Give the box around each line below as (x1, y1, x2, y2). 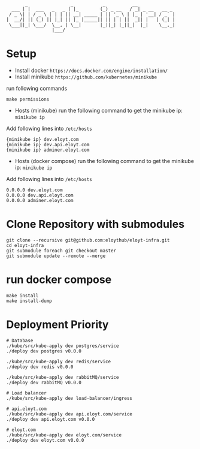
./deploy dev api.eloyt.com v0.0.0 (6, 416, 95, 422)
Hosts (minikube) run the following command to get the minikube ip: (14, 107, 183, 114)
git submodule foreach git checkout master (6, 248, 117, 254)
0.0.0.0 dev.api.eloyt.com (6, 192, 74, 198)
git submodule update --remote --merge (6, 253, 106, 259)
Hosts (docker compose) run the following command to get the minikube (14, 157, 195, 164)
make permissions (6, 96, 50, 103)
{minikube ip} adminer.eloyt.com (6, 147, 90, 153)
